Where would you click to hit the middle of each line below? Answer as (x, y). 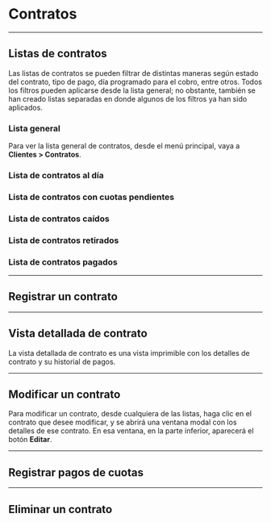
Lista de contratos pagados (63, 261)
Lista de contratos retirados (64, 240)
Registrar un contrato (63, 296)
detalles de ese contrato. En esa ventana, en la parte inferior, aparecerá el (131, 431)
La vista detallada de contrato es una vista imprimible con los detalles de (129, 353)
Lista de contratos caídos (59, 219)
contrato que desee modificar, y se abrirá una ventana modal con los (123, 422)
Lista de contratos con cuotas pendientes (92, 197)
